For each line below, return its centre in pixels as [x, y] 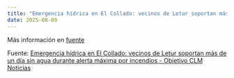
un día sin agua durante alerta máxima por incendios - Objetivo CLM [105, 60]
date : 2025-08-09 [32, 20]
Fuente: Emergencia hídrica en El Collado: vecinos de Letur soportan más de [117, 53]
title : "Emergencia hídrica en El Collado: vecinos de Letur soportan [112, 13]
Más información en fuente [46, 39]
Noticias [19, 68]
